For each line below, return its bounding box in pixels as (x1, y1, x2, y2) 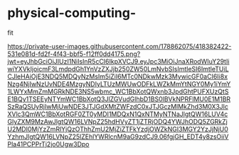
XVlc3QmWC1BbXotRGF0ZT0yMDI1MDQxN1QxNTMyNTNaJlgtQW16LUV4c (7, 110, 228, 118)
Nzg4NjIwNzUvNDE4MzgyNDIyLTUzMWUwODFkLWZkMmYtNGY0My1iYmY (7, 79, 231, 88)
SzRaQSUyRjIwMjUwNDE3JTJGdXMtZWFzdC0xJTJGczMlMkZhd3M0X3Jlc (7, 102, 229, 110)
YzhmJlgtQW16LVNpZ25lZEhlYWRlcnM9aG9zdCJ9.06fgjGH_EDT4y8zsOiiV (7, 132, 229, 141)
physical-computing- (7, 5, 137, 21)
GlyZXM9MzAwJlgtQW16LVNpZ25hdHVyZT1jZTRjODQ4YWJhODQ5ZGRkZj (7, 117, 228, 125)
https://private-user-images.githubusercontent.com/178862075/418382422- (7, 42, 232, 50)
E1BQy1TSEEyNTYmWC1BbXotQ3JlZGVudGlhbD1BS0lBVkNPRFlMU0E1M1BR (7, 94, 231, 103)
